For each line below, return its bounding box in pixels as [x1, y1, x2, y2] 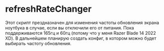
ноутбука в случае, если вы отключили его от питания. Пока [5, 25, 134, 30]
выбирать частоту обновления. [5, 40, 72, 46]
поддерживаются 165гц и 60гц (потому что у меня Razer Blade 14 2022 [5, 30, 156, 36]
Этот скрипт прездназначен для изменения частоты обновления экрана [5, 20, 160, 25]
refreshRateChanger [5, 3, 92, 15]
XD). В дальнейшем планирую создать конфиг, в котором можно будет [5, 35, 157, 41]
